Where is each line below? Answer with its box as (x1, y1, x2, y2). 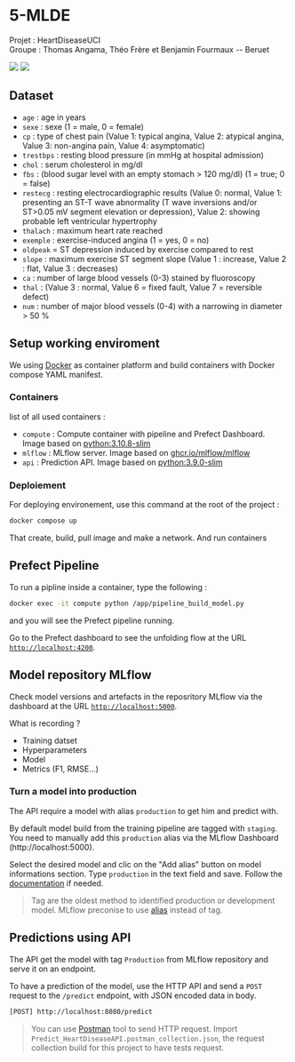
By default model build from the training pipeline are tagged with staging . (9, 823, 278, 834)
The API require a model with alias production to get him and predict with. (9, 805, 279, 816)
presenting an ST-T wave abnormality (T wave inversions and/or (21, 196, 258, 207)
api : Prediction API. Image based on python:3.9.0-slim (21, 457, 223, 467)
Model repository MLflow (9, 667, 152, 683)
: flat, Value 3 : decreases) (21, 263, 118, 274)
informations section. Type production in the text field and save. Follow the (9, 868, 283, 879)
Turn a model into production (9, 786, 138, 798)
